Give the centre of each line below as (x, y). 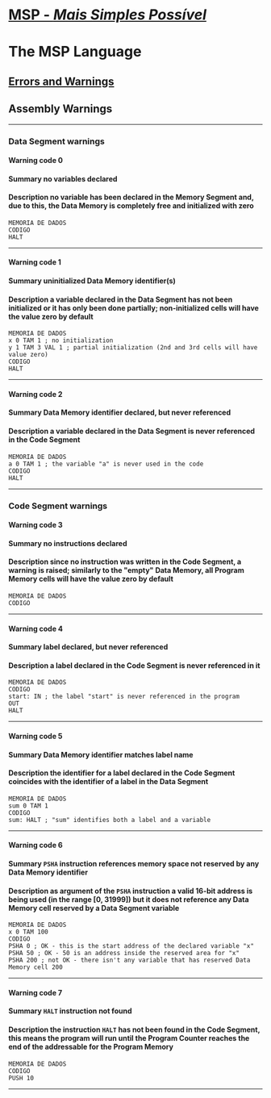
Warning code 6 (35, 845)
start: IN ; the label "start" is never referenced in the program (124, 697)
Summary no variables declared (63, 178)
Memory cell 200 (35, 967)
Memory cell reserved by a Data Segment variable (94, 908)
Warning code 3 (35, 525)
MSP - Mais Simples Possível (108, 15)
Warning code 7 (35, 992)
